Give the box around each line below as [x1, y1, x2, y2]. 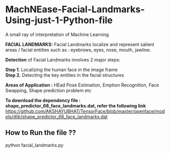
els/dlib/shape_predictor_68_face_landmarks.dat [5, 114, 108, 120]
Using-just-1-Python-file [5, 14, 113, 26]
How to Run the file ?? [5, 128, 76, 137]
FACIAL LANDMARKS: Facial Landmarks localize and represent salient [5, 41, 155, 47]
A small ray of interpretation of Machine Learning [5, 31, 109, 37]
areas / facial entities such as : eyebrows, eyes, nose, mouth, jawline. [5, 47, 151, 53]
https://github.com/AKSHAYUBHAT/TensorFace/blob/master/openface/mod [5, 108, 165, 114]
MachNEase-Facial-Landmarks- [5, 4, 145, 15]
